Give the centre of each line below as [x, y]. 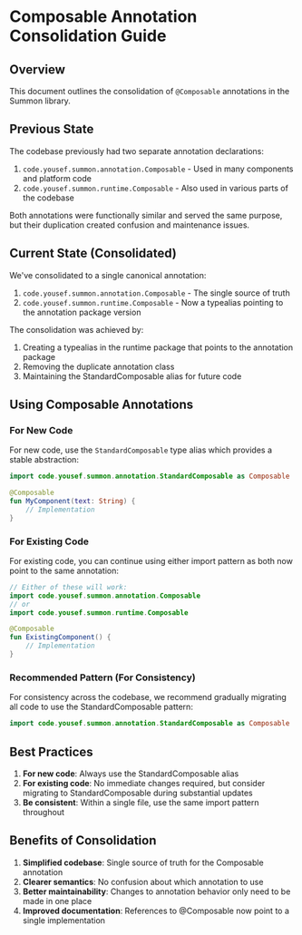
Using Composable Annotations [101, 405]
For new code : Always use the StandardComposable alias [131, 774]
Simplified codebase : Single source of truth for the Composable [143, 862]
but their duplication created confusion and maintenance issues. [130, 225]
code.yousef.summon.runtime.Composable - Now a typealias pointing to [153, 302]
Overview [38, 69]
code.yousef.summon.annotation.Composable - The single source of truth [156, 293]
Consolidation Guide [88, 36]
